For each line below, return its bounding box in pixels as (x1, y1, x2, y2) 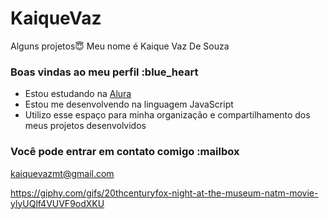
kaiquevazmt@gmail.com (10, 167, 115, 179)
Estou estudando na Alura (24, 88, 132, 100)
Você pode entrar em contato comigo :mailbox (10, 145, 240, 159)
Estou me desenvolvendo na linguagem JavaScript (24, 98, 234, 111)
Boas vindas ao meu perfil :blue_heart (10, 65, 199, 79)
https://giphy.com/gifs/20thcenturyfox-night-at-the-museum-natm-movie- (10, 187, 319, 199)
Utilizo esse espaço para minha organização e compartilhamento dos (24, 109, 311, 121)
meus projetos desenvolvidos (24, 120, 147, 132)
